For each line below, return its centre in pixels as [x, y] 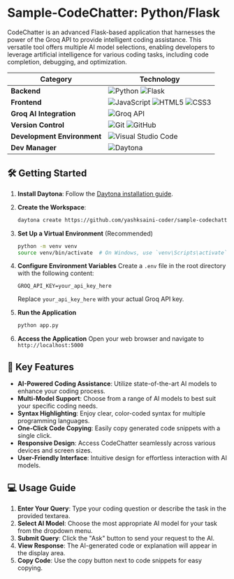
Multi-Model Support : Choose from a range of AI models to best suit [117, 399]
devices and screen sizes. [55, 450]
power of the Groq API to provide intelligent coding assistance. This [104, 39]
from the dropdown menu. [55, 530]
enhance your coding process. [61, 391]
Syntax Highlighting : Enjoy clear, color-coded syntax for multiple [111, 413]
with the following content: [56, 273]
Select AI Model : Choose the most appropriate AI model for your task [117, 523]
